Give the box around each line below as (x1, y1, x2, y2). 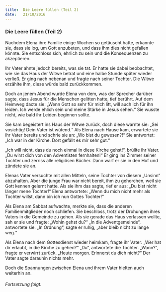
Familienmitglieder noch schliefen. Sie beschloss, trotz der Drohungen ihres (5, 208, 161, 214)
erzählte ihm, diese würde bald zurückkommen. (5, 81, 103, 87)
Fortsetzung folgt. (5, 282, 42, 288)
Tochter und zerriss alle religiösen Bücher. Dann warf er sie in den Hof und (5, 157, 158, 163)
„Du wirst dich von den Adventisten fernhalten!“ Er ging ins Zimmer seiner (5, 152, 157, 158)
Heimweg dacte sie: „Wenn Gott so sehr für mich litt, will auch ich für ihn (5, 101, 154, 107)
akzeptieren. (5, 55, 31, 61)
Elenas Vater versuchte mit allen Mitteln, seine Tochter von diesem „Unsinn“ (5, 172, 161, 178)
